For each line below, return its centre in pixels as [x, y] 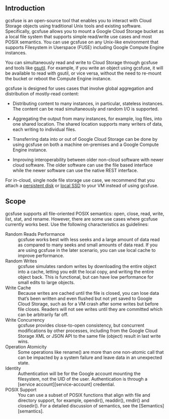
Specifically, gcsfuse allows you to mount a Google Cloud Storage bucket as [84, 31]
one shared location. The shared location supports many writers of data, [88, 124]
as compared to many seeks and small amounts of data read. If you [88, 245]
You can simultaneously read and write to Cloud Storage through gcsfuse [81, 62]
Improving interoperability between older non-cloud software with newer [88, 160]
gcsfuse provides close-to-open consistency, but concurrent [81, 325]
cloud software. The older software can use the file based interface [82, 165]
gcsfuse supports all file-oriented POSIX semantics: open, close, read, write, [85, 214]
